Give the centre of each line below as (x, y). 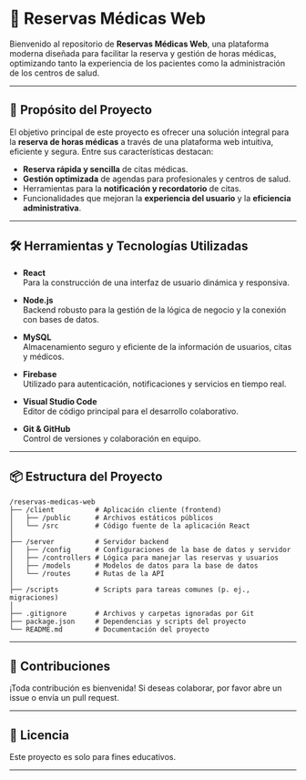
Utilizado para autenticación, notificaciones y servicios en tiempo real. (154, 384)
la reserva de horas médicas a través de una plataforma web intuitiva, (142, 141)
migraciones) (34, 598)
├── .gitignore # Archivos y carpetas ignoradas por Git (132, 614)
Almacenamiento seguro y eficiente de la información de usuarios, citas (157, 346)
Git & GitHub (46, 428)
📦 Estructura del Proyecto (86, 476)
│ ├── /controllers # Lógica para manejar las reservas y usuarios (144, 558)
